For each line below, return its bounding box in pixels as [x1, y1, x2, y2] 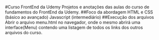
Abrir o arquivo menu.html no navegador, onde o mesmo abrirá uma [5, 19, 141, 25]
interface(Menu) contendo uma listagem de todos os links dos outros [5, 25, 143, 30]
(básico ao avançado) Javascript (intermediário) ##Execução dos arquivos [5, 14, 154, 20]
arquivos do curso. [5, 30, 43, 35]
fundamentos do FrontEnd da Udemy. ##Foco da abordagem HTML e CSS [5, 9, 154, 15]
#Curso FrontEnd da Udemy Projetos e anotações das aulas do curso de [5, 4, 149, 10]
